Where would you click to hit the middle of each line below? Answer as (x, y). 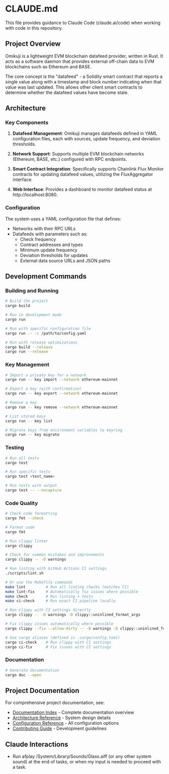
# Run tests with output (31, 486)
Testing (15, 448)
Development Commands (46, 276)
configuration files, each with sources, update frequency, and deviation (87, 139)
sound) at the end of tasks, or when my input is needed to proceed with (87, 762)
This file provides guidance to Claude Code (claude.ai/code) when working (83, 23)
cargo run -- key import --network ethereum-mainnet (62, 380)
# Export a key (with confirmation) (44, 389)
